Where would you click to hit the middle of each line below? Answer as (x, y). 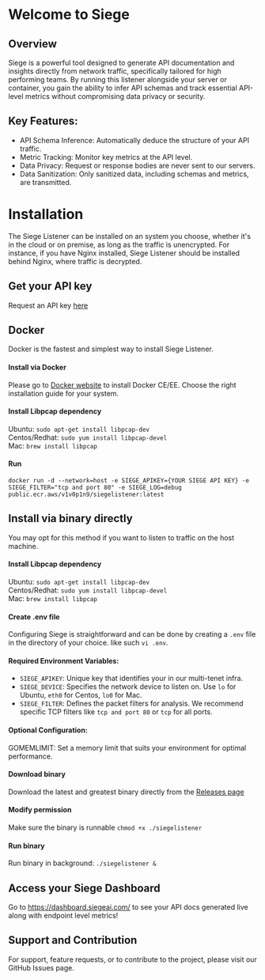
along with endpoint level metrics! (63, 916)
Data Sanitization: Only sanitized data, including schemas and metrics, (134, 174)
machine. (23, 546)
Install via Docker (38, 367)
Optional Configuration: (48, 730)
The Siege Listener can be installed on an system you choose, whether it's (130, 236)
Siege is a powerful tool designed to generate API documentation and (121, 62)
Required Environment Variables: (64, 660)
